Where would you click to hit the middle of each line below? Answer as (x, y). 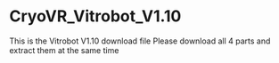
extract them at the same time (64, 50)
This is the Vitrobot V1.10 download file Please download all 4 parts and (140, 41)
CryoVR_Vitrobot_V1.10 (95, 16)
